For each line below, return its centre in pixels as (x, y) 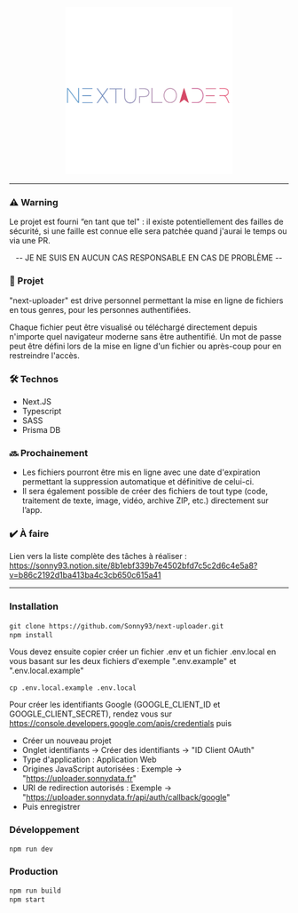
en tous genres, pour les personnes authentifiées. (100, 309)
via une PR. (30, 241)
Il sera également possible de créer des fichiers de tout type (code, (145, 492)
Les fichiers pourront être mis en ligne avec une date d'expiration (141, 472)
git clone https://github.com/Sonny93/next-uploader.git (117, 626)
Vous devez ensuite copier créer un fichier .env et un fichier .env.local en (143, 652)
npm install (31, 635)
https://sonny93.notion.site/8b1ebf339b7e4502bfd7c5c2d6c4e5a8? (133, 565)
